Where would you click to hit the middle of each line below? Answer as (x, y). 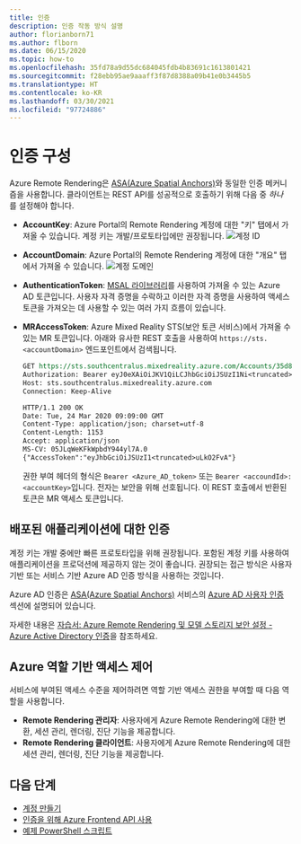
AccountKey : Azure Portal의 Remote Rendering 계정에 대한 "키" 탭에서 (151, 224)
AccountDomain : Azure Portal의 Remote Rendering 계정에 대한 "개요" (150, 255)
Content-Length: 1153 (62, 433)
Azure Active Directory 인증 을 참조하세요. (84, 636)
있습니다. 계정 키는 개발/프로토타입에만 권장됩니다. (137, 236)
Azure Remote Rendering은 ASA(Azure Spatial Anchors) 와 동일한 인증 (136, 183)
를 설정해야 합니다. (42, 206)
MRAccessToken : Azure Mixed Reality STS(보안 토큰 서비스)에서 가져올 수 (156, 327)
